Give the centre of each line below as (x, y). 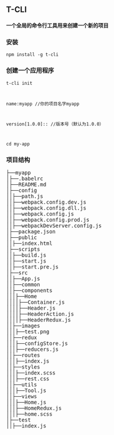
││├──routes (23, 355)
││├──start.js (26, 261)
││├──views (22, 396)
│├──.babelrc (25, 179)
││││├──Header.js (31, 308)
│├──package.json (31, 232)
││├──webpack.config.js (40, 214)
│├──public (22, 238)
